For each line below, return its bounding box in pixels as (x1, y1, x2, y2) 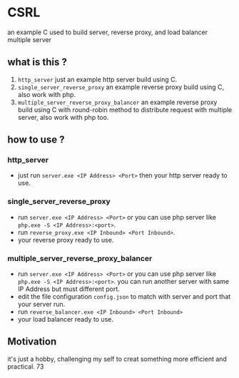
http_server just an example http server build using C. (17, 75, 178, 83)
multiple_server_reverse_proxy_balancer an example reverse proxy (17, 98, 218, 106)
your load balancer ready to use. (17, 315, 114, 324)
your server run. (17, 300, 66, 309)
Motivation (7, 336, 57, 348)
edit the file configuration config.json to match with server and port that (17, 292, 231, 301)
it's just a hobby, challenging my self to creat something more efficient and (7, 354, 227, 363)
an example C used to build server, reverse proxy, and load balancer (7, 28, 208, 36)
